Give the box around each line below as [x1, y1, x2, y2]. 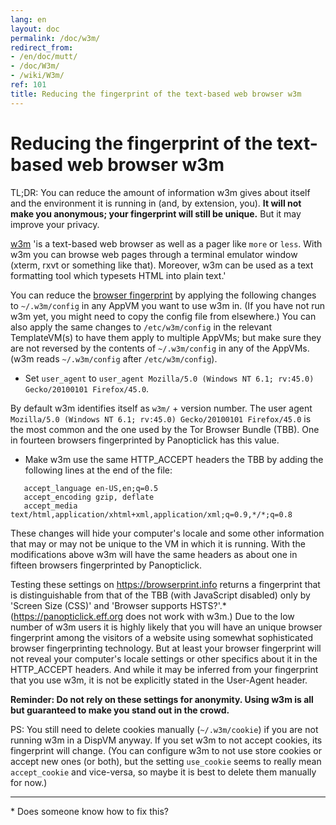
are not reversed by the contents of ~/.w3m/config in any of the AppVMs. [10, 342, 310, 354]
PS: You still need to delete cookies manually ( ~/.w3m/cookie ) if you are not [10, 723, 319, 735]
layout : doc [10, 24, 60, 34]
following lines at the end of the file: [24, 464, 173, 476]
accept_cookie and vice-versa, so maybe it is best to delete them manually [10, 766, 317, 778]
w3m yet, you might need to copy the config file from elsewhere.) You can [10, 310, 317, 322]
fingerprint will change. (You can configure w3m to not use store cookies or [10, 744, 322, 756]
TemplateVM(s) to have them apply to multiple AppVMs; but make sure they [10, 331, 322, 343]
